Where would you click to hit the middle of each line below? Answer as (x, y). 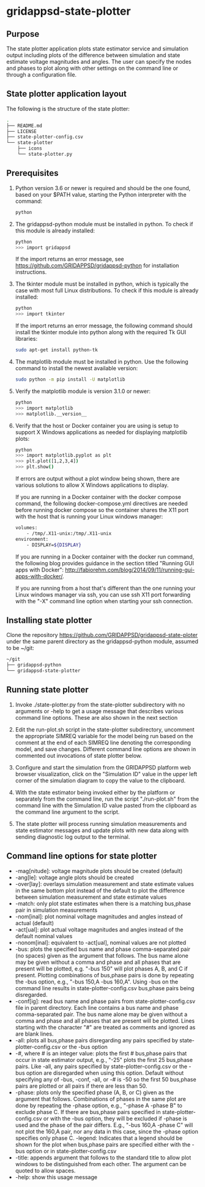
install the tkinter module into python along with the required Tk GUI (101, 332)
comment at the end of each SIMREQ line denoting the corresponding (103, 742)
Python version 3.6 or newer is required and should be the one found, (103, 188)
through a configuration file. (42, 74)
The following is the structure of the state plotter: (68, 109)
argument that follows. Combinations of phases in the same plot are (101, 1099)
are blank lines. (34, 1034)
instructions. (31, 272)
